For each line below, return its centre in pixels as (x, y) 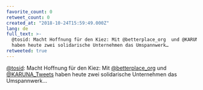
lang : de (17, 28)
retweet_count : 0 (28, 17)
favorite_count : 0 (29, 12)
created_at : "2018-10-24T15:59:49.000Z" (58, 23)
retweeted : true (27, 51)
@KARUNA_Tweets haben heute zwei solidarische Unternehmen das (92, 74)
